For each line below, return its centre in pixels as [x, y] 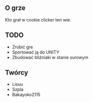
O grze [15, 8]
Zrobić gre [22, 47]
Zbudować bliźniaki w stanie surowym [50, 57]
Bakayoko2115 [26, 95]
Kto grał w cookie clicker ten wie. [38, 20]
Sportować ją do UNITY [36, 52]
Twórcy [16, 73]
